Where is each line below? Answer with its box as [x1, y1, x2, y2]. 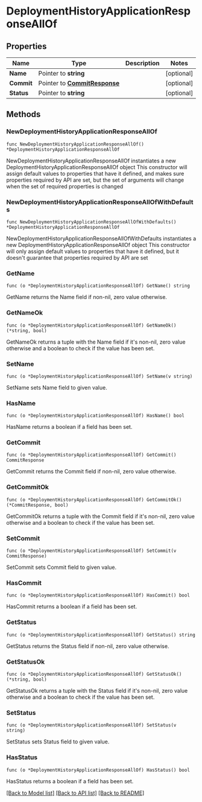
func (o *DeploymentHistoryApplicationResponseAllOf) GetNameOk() [6, 322, 177, 329]
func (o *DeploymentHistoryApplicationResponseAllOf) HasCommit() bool [6, 592, 190, 598]
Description [125, 59, 160, 67]
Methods [6, 109, 41, 120]
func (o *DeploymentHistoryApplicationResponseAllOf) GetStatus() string [6, 632, 196, 638]
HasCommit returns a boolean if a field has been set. [6, 603, 137, 611]
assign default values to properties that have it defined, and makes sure [6, 170, 185, 177]
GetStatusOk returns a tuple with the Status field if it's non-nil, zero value [6, 687, 188, 694]
